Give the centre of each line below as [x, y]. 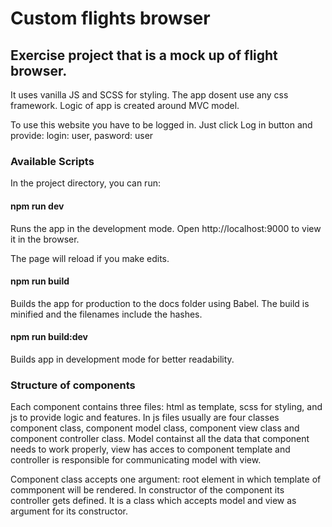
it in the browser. [45, 239]
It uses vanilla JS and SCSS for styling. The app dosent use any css [149, 95]
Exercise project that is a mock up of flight [144, 55]
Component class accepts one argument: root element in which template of [166, 479]
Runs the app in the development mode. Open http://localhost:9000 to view [166, 228]
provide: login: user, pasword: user [82, 135]
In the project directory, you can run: [85, 183]
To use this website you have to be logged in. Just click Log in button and [161, 125]
